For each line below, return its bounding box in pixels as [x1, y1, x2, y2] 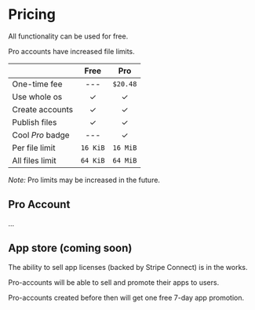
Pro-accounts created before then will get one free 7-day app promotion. [8, 293, 245, 302]
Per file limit [12, 142, 56, 153]
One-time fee [12, 78, 63, 89]
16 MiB [112, 143, 137, 152]
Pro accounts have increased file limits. [8, 46, 135, 56]
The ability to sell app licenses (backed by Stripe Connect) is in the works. [8, 262, 249, 272]
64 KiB [80, 155, 106, 165]
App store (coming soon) [8, 242, 133, 255]
